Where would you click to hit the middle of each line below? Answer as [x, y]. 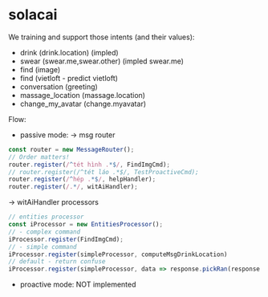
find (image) [40, 69]
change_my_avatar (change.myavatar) [83, 104]
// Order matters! [39, 157]
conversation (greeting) [59, 87]
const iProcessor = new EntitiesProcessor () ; [85, 225]
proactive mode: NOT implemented [78, 285]
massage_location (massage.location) [83, 95]
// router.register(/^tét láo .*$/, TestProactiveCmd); [104, 172]
